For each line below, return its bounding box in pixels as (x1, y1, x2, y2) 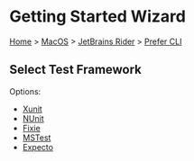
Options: (9, 85, 42, 96)
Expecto (22, 141, 54, 152)
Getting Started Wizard (9, 6, 187, 27)
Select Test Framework (9, 62, 143, 77)
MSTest (22, 132, 51, 143)
